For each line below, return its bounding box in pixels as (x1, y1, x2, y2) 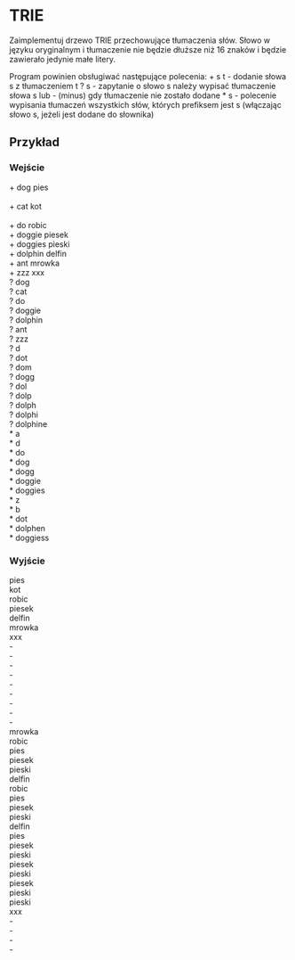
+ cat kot (9, 201, 43, 211)
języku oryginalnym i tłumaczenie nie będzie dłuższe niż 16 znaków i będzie (9, 44, 287, 54)
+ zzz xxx (9, 267, 45, 277)
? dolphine (9, 418, 48, 429)
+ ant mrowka (9, 258, 60, 268)
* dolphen (9, 522, 46, 533)
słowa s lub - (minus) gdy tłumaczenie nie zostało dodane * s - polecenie (9, 90, 277, 101)
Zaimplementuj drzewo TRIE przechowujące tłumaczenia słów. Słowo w (9, 35, 271, 45)
